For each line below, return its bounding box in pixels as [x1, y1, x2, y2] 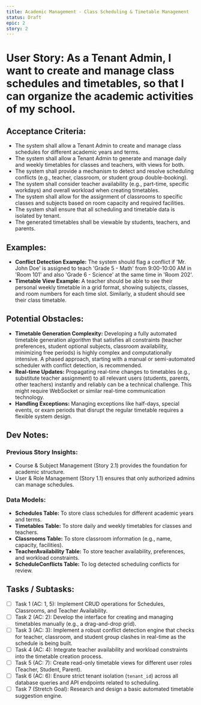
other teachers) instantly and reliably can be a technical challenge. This [14, 380, 192, 388]
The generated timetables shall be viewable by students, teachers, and [14, 218, 191, 226]
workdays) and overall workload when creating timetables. [14, 187, 160, 194]
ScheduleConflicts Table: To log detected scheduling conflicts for [14, 560, 180, 568]
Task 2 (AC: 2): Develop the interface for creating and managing [14, 613, 173, 620]
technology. [14, 394, 45, 401]
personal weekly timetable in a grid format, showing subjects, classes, [14, 284, 189, 291]
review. [14, 566, 33, 574]
